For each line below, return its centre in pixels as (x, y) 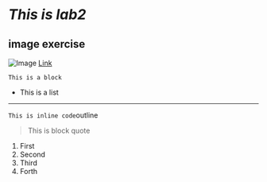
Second (33, 154)
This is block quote (59, 130)
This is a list (39, 92)
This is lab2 (47, 15)
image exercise (47, 44)
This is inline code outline (53, 115)
